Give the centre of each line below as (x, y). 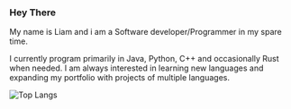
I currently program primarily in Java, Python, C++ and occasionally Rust (144, 59)
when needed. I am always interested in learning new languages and (136, 68)
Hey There (33, 13)
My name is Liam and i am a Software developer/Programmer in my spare (145, 32)
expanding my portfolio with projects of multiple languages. (120, 78)
